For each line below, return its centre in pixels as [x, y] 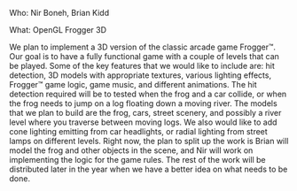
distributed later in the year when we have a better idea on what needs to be [148, 169]
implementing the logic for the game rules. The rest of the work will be [137, 160]
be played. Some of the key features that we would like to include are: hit [142, 66]
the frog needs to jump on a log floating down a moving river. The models [143, 103]
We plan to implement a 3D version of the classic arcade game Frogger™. [143, 47]
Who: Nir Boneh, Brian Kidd [59, 13]
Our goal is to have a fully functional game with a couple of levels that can [144, 56]
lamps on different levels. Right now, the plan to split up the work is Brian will [149, 141]
